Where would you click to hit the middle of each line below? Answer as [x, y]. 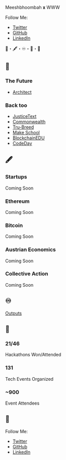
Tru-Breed [23, 127]
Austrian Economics [31, 250]
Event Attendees [22, 403]
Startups [16, 177]
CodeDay [22, 143]
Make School [26, 132]
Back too [16, 105]
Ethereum [18, 201]
